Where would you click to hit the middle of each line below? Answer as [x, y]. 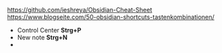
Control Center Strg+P [49, 30]
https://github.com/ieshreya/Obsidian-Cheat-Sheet [80, 10]
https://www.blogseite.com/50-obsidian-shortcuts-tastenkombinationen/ [111, 17]
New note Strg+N [42, 37]
